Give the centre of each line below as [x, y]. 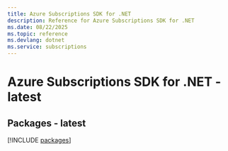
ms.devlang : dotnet [36, 40]
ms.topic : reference [38, 34]
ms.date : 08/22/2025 [38, 27]
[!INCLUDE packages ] [39, 140]
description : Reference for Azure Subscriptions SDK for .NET [101, 21]
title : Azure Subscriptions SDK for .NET [69, 14]
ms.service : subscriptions [47, 47]
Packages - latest [47, 123]
